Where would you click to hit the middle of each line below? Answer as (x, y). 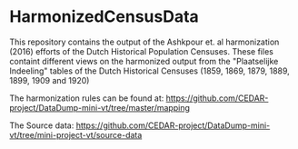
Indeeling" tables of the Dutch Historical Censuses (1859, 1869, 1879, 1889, (150, 71)
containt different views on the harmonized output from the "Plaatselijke (144, 61)
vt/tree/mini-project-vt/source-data (76, 134)
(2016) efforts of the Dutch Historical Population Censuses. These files (142, 51)
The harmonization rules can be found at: (87, 98)
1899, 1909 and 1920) (50, 80)
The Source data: (42, 125)
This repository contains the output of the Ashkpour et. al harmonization (144, 42)
